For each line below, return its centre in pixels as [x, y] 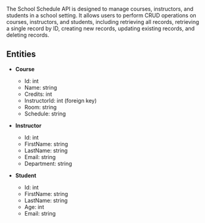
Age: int [34, 207]
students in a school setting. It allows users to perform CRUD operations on [102, 15]
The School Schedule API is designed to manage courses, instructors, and [100, 9]
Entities [21, 54]
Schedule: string [45, 114]
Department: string [48, 163]
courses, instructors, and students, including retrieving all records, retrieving [103, 22]
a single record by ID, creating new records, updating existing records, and [100, 28]
